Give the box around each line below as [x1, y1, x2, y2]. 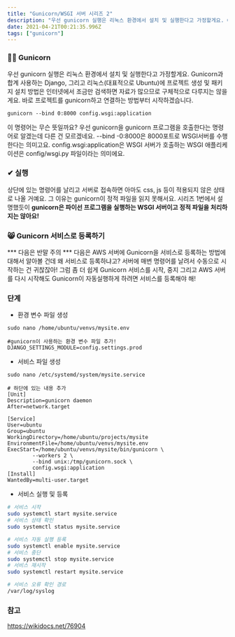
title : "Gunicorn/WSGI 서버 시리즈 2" [7, 10, 113, 17]
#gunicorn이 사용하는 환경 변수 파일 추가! [7, 338, 117, 345]
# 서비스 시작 [7, 504, 41, 511]
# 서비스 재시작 [7, 562, 46, 569]
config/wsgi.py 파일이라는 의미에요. [25, 149, 125, 157]
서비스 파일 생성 [17, 357, 61, 366]
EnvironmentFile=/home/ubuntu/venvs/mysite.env [7, 440, 149, 448]
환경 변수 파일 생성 [17, 310, 69, 319]
